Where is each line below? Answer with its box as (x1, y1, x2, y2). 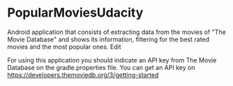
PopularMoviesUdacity (7, 5, 144, 21)
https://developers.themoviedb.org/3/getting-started (7, 71, 159, 79)
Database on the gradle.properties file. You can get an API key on (7, 63, 195, 71)
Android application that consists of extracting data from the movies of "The (7, 28, 227, 36)
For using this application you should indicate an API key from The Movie (7, 55, 217, 64)
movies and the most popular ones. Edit (7, 42, 121, 51)
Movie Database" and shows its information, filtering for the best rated (7, 35, 210, 43)
